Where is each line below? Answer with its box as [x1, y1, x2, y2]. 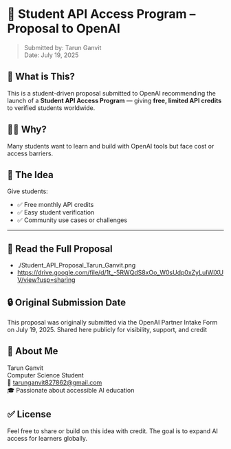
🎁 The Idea [7, 168, 54, 181]
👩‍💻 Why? [7, 124, 47, 135]
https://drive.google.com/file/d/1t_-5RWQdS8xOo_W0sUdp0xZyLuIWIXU [16, 268, 224, 277]
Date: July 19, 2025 [23, 51, 79, 59]
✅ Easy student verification [16, 208, 95, 217]
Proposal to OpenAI [7, 21, 120, 36]
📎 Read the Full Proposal [7, 243, 113, 254]
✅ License [7, 408, 52, 420]
